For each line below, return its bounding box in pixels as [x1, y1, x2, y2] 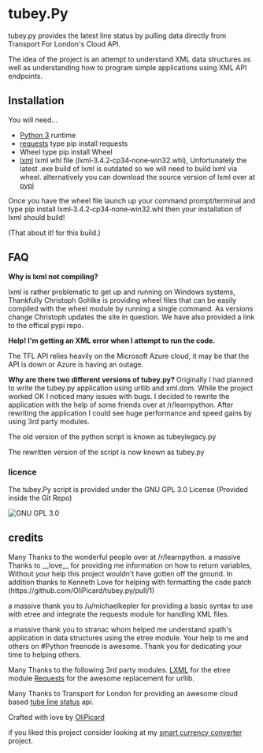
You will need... [8, 115, 57, 125]
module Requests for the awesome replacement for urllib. [8, 673, 195, 683]
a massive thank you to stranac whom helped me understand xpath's [8, 624, 232, 634]
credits [8, 531, 44, 545]
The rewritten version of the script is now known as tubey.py [8, 447, 205, 457]
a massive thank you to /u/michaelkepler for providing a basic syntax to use [8, 601, 254, 610]
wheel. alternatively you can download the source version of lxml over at [19, 172, 256, 181]
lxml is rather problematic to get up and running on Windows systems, [8, 287, 236, 296]
